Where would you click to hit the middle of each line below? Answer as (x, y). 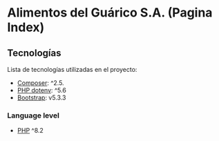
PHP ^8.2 (30, 131)
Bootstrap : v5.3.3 (41, 97)
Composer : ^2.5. (40, 83)
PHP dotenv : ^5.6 (42, 90)
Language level (34, 115)
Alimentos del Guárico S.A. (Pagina (110, 13)
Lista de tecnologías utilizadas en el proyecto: (72, 69)
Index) (26, 27)
